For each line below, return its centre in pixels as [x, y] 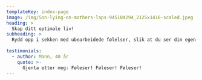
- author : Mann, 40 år [40, 57]
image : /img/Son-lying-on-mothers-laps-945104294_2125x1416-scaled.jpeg [100, 17]
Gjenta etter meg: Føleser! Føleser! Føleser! [82, 68]
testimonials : [24, 51]
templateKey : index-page [37, 12]
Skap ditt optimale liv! [43, 29]
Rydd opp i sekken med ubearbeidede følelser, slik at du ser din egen [104, 40]
